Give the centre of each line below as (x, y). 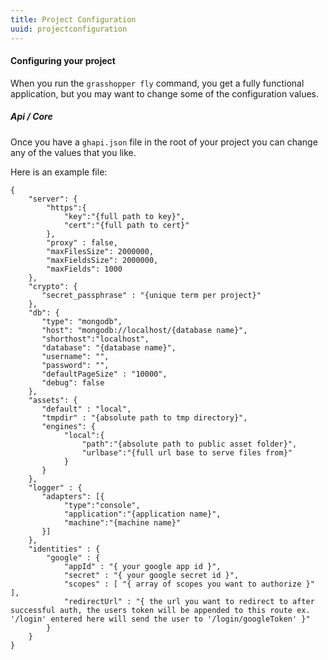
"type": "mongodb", (82, 321)
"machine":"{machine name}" (122, 522)
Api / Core (31, 117)
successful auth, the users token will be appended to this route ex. (160, 610)
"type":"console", (102, 505)
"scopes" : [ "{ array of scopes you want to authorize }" (189, 584)
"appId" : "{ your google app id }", (142, 566)
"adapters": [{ (73, 496)
